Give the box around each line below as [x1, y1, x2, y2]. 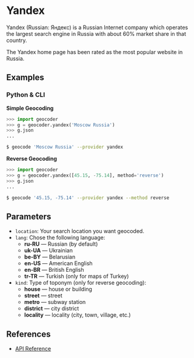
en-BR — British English [24, 266, 84, 274]
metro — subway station [24, 299, 86, 306]
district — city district [24, 305, 79, 312]
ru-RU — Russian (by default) [24, 240, 98, 248]
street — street [24, 292, 62, 299]
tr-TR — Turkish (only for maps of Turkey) [24, 272, 129, 280]
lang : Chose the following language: [15, 234, 105, 241]
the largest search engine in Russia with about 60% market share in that [6, 30, 187, 37]
